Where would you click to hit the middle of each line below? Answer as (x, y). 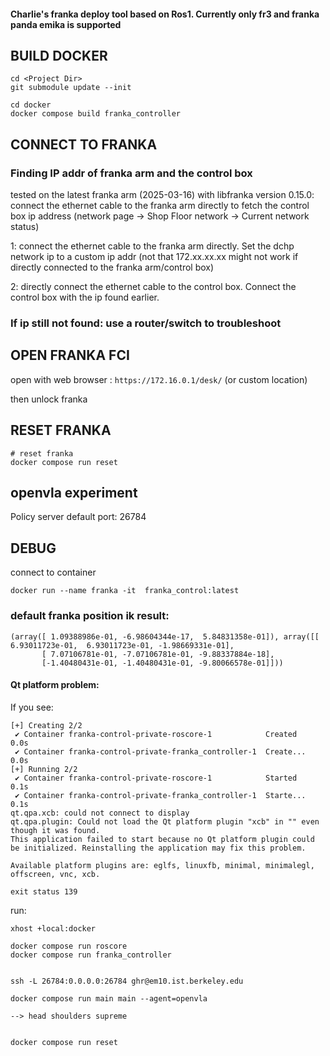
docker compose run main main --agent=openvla (109, 998)
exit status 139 (44, 891)
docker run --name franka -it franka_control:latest (125, 591)
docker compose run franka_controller (91, 955)
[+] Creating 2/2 (46, 725)
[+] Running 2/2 (44, 769)
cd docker (31, 105)
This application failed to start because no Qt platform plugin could (162, 839)
